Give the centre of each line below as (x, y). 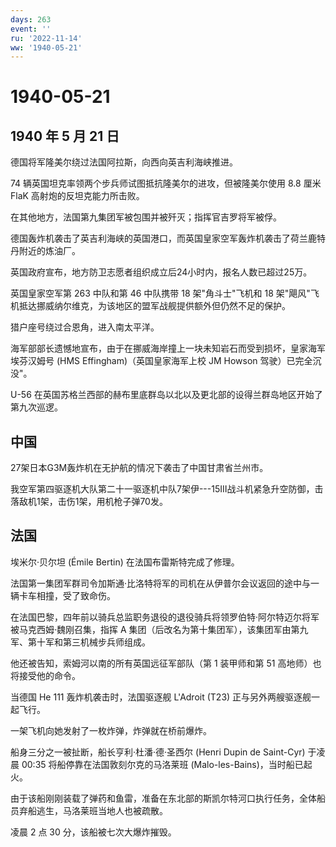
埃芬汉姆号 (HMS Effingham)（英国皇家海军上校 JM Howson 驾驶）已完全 (161, 361)
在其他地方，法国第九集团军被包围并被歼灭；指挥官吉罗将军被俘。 (146, 217)
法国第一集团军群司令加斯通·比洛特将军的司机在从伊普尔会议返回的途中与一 (165, 583)
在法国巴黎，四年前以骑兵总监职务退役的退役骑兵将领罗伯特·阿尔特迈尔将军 (165, 617)
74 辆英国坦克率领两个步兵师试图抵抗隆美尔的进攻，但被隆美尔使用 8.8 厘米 (166, 183)
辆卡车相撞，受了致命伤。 (63, 595)
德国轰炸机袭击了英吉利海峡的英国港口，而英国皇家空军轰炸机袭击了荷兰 (159, 238)
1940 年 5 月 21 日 (65, 136)
